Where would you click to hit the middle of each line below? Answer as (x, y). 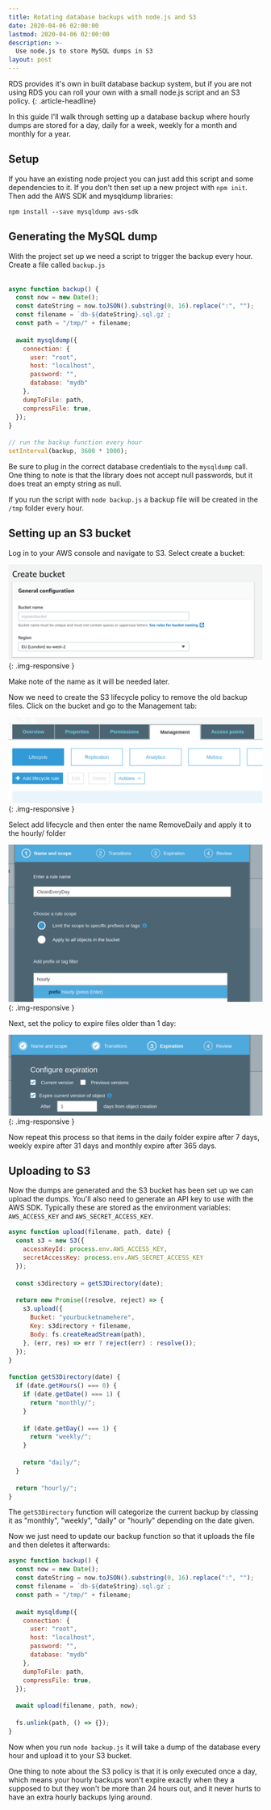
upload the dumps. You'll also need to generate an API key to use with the (131, 1199)
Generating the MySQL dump (83, 237)
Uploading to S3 (50, 1171)
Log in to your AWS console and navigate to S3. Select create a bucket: (127, 553)
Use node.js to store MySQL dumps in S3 (84, 51)
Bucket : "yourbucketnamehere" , (82, 1318)
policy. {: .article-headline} (52, 101)
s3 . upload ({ (43, 1309)
